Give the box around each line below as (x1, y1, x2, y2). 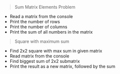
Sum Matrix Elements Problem (14, 4, 76, 10)
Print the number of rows (9, 19, 60, 24)
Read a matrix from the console (9, 14, 73, 19)
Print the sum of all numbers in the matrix (9, 29, 93, 35)
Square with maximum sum (14, 38, 70, 44)
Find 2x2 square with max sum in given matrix (9, 48, 102, 54)
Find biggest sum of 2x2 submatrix (9, 58, 80, 64)
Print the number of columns (9, 24, 67, 30)
